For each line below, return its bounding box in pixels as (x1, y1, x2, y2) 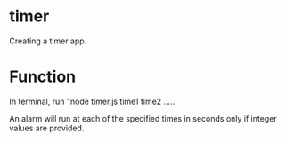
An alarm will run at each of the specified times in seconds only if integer (9, 113, 278, 123)
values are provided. (9, 122, 85, 133)
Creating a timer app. (9, 35, 87, 46)
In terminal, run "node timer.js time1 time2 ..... (9, 96, 176, 106)
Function (9, 67, 77, 87)
